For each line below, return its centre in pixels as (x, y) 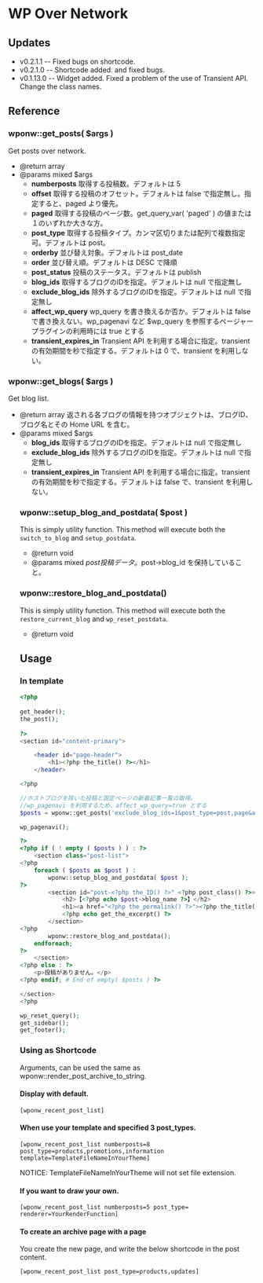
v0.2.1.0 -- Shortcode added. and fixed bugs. (92, 70)
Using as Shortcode (58, 1050)
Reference (34, 111)
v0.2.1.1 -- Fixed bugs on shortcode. (77, 61)
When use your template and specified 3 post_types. (108, 1127)
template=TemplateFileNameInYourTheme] (85, 1158)
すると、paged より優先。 (80, 203)
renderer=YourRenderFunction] (69, 1215)
